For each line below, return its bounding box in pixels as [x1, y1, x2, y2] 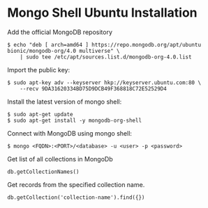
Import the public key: [7, 65, 70, 74]
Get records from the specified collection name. [7, 180, 145, 189]
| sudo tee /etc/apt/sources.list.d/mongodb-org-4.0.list [20, 54, 192, 61]
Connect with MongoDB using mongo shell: [7, 129, 133, 137]
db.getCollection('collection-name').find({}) [7, 193, 145, 201]
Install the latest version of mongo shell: [7, 97, 122, 106]
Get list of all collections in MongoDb [7, 154, 113, 163]
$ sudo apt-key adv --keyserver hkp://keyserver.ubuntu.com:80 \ [7, 79, 201, 86]
